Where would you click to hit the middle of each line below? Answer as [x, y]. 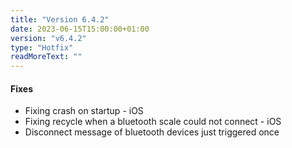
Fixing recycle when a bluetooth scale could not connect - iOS [153, 122]
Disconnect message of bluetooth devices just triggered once [152, 132]
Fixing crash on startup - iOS [84, 111]
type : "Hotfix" [42, 47]
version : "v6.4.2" [48, 38]
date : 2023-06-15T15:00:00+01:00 [80, 29]
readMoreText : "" [46, 57]
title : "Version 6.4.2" [60, 19]
